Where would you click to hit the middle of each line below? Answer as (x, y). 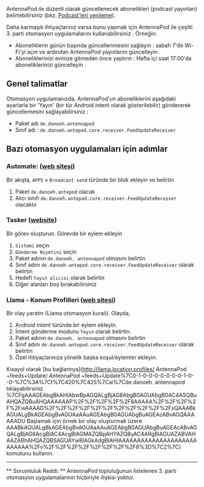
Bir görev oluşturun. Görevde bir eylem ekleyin (64, 233)
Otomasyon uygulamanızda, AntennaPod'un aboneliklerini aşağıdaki (91, 98)
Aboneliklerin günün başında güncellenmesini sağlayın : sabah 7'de (99, 45)
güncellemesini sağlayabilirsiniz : (47, 112)
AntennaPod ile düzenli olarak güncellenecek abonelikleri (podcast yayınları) (102, 9)
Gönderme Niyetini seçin (46, 252)
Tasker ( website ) (32, 220)
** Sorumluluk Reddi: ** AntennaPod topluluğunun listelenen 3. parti (91, 471)
